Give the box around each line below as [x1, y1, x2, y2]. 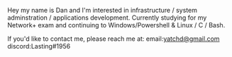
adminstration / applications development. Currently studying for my [7, 13, 207, 22]
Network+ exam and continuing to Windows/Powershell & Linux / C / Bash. [7, 21, 226, 29]
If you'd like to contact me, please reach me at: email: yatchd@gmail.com [7, 34, 220, 43]
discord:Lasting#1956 [7, 42, 71, 50]
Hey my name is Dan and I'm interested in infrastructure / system [7, 6, 197, 14]
